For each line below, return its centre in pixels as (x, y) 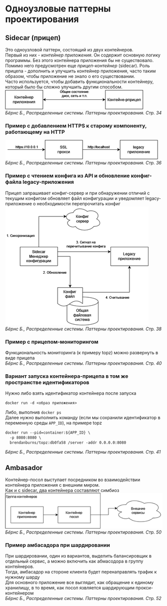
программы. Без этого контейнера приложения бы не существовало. (79, 60)
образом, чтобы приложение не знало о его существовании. (70, 76)
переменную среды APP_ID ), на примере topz (54, 423)
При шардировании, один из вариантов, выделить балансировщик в (78, 556)
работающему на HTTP (35, 132)
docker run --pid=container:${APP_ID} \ (48, 433)
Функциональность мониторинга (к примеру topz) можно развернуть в (82, 352)
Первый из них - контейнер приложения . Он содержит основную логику (83, 55)
